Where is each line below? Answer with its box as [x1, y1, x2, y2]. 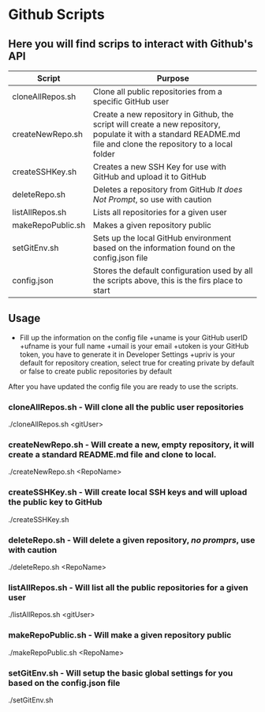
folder [93, 149, 116, 159]
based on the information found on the [93, 243, 236, 253]
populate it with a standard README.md [93, 129, 241, 139]
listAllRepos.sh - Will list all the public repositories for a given [8, 581, 248, 593]
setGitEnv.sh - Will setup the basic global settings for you [8, 667, 233, 678]
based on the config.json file [8, 677, 121, 688]
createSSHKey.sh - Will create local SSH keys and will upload [8, 487, 248, 498]
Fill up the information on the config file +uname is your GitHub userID [19, 332, 248, 342]
